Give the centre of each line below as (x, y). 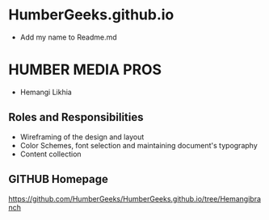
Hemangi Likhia (46, 92)
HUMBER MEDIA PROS (85, 70)
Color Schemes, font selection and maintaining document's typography (139, 145)
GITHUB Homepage (59, 179)
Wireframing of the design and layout (82, 137)
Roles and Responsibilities (76, 117)
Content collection (51, 154)
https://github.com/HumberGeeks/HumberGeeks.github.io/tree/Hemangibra (134, 198)
